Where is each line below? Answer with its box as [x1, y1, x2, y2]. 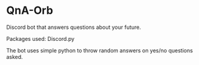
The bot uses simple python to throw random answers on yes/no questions [6, 46, 194, 54]
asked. [6, 53, 23, 60]
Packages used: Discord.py [6, 35, 74, 42]
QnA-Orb [6, 4, 53, 17]
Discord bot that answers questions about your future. [6, 23, 142, 31]
